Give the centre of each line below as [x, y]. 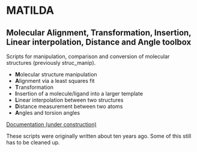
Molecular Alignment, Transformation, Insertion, [99, 33]
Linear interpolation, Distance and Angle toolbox [99, 42]
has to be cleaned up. [33, 142]
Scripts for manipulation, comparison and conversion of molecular [88, 56]
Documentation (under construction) [52, 124]
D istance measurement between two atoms [69, 106]
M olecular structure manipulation [56, 74]
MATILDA [30, 11]
